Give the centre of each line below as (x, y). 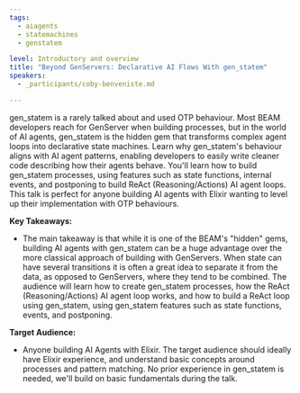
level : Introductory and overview (74, 59)
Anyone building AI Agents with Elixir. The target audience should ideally (157, 349)
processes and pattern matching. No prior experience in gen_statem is (153, 369)
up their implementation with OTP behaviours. (95, 203)
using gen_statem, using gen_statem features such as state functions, (152, 305)
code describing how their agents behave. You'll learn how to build (133, 165)
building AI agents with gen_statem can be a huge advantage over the (152, 247)
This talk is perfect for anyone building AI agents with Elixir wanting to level (149, 193)
